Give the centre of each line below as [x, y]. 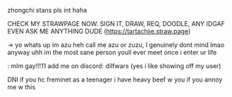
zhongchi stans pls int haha [47, 10]
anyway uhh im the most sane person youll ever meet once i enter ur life [112, 52]
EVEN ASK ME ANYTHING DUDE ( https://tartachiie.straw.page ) [99, 31]
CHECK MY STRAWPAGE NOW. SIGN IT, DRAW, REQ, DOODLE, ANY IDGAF [116, 24]
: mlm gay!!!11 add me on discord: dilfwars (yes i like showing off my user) [114, 66]
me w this [22, 87]
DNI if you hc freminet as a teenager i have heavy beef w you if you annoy [115, 79]
